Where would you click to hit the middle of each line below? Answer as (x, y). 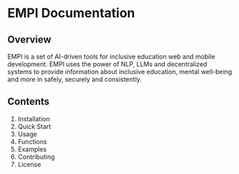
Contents (29, 102)
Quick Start (34, 126)
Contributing (36, 157)
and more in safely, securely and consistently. (75, 79)
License (29, 164)
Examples (32, 149)
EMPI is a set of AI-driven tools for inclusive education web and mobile (111, 56)
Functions (32, 141)
